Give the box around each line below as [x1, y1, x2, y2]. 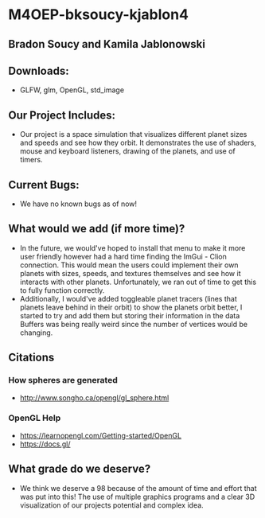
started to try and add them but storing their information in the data [19, 310, 240, 320]
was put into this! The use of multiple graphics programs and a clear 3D [19, 492, 255, 501]
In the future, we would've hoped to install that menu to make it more [19, 243, 246, 252]
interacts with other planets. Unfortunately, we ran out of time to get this [19, 277, 257, 286]
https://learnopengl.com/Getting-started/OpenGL [19, 430, 181, 440]
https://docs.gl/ [19, 439, 71, 449]
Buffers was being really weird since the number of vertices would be [19, 319, 248, 329]
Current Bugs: [8, 177, 80, 192]
